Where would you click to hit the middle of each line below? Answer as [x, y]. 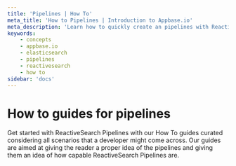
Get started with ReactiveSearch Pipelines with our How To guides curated [115, 133]
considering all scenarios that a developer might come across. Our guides [114, 140]
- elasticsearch [44, 53]
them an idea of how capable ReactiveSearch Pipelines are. [93, 155]
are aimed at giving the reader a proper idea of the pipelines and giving [110, 148]
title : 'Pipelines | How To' [50, 14]
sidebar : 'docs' [31, 79]
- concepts [36, 40]
